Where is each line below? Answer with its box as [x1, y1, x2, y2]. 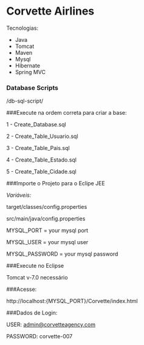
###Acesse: [6, 285, 37, 293]
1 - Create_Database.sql [6, 121, 66, 128]
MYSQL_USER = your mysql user [6, 239, 89, 246]
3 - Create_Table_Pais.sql [6, 145, 70, 152]
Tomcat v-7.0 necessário [6, 274, 68, 281]
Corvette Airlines [6, 4, 95, 18]
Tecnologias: [6, 24, 38, 32]
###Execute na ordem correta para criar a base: [6, 109, 127, 117]
